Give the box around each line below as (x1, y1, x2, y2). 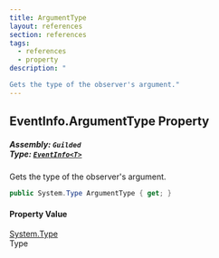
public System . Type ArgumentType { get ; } (9, 189, 172, 198)
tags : (9, 38, 30, 48)
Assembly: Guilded (9, 139, 81, 149)
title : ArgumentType (9, 13, 88, 23)
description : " (9, 64, 67, 73)
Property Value (9, 208, 68, 219)
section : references (9, 30, 88, 39)
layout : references (9, 22, 83, 31)
